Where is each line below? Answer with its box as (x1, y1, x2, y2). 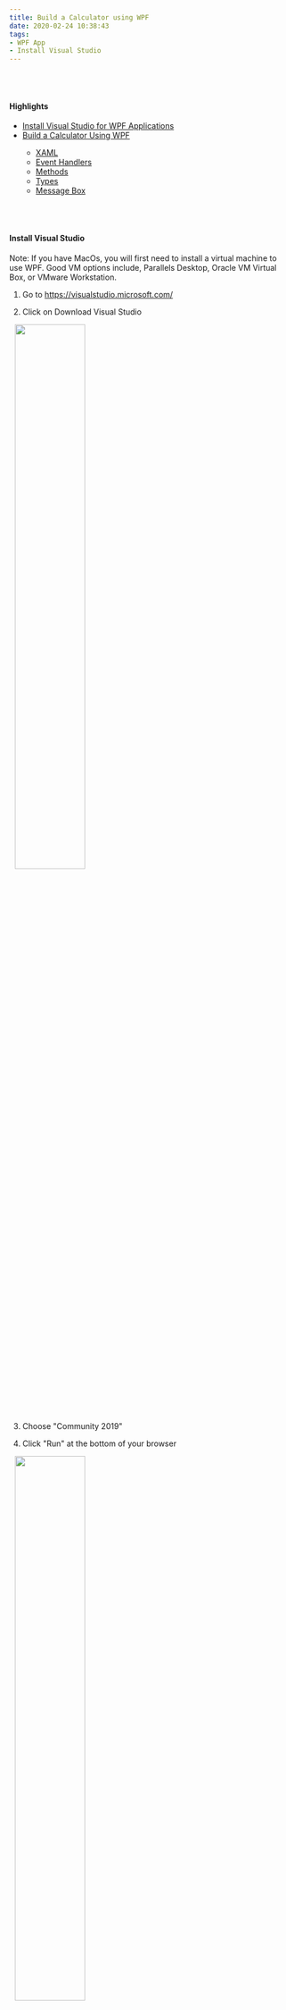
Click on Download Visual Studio (21, 306, 143, 317)
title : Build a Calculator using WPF (9, 13, 150, 22)
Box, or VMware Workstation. (9, 272, 118, 282)
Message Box (35, 185, 86, 197)
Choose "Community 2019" (21, 1420, 123, 1431)
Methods (35, 166, 69, 177)
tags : (9, 29, 29, 38)
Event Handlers (35, 157, 92, 168)
